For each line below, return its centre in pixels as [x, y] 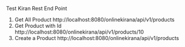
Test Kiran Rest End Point [37, 8]
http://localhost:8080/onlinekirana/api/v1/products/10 [79, 32]
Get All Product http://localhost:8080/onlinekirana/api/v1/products [95, 19]
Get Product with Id [38, 26]
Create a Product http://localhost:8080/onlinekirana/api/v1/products [97, 38]
